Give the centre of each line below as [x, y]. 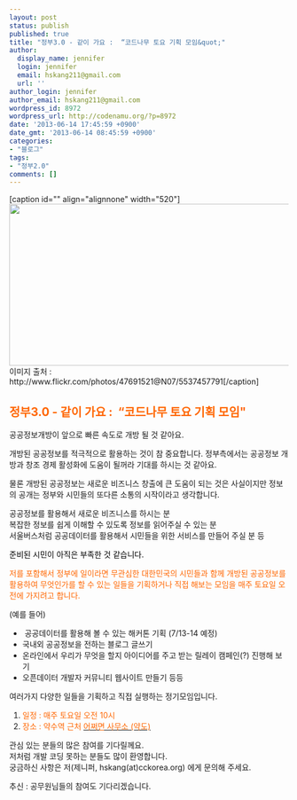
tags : [19, 157]
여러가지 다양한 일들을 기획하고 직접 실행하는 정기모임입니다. [113, 696]
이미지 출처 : [31, 372]
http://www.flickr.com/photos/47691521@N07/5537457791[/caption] [134, 381]
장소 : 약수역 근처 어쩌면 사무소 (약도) [86, 726]
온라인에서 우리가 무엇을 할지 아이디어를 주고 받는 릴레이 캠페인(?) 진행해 [147, 655]
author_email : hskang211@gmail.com [75, 100]
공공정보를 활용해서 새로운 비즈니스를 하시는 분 [90, 514]
